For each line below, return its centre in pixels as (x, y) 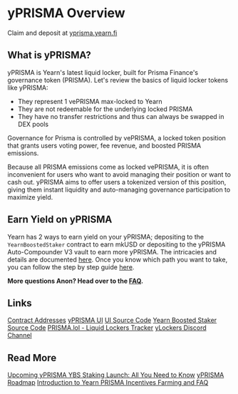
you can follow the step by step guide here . (71, 267)
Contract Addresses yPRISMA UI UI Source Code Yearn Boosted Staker (112, 320)
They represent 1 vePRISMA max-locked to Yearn (90, 101)
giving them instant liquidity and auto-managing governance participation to (119, 190)
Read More (32, 358)
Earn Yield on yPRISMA (60, 220)
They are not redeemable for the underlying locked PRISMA (105, 109)
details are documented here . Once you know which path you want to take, (118, 259)
